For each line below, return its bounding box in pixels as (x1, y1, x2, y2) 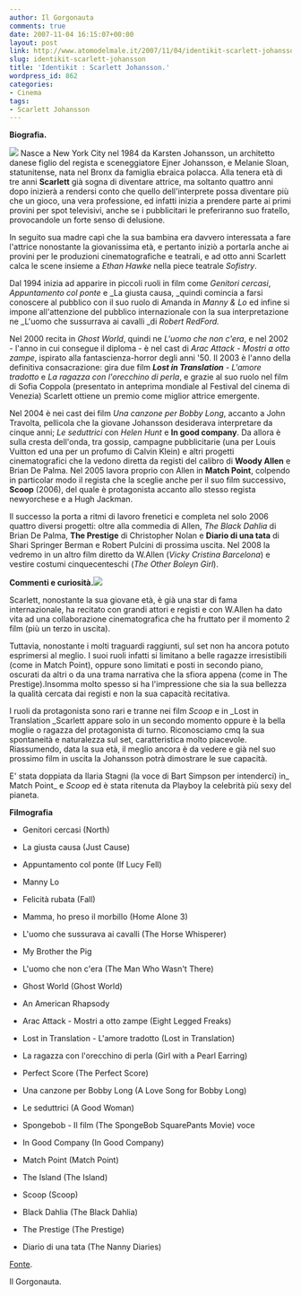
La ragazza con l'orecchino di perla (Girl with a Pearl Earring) (21, 1050, 248, 1061)
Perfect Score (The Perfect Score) (21, 1068, 150, 1079)
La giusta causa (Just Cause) (21, 842, 131, 853)
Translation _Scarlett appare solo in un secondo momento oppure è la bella (9, 715, 286, 726)
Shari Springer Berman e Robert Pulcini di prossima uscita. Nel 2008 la (9, 540, 271, 551)
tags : (9, 96, 30, 106)
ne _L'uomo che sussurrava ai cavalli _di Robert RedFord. (9, 316, 219, 327)
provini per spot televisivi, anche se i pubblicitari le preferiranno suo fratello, (9, 205, 290, 216)
